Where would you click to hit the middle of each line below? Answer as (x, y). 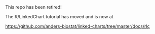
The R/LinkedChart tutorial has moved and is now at (59, 17)
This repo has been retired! (33, 7)
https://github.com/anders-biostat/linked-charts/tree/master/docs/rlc (78, 26)
